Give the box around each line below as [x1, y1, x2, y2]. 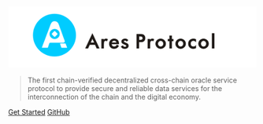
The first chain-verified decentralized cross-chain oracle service [27, 75, 238, 85]
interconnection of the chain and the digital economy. [27, 93, 201, 102]
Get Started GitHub [8, 108, 70, 117]
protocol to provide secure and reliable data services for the [27, 84, 223, 93]
